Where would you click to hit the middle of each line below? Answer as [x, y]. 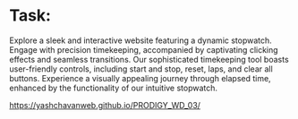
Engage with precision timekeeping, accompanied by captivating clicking [144, 49]
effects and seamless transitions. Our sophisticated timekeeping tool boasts [149, 59]
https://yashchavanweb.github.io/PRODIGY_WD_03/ [105, 105]
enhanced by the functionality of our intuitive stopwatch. [113, 88]
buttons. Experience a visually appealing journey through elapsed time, [140, 78]
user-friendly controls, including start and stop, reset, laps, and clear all [141, 69]
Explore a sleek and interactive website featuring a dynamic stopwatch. [141, 40]
